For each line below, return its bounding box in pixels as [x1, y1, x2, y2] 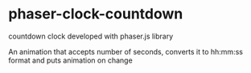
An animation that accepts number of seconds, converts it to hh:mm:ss [8, 47, 244, 56]
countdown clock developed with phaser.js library [8, 31, 174, 41]
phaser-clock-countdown [8, 5, 183, 23]
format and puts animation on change [8, 55, 133, 65]
